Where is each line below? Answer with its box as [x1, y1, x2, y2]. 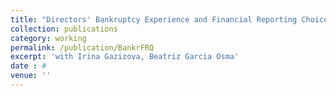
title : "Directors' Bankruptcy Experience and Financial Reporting [10, 14, 298, 25]
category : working [10, 33, 87, 43]
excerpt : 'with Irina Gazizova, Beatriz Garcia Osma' [10, 52, 240, 62]
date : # [10, 61, 47, 71]
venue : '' [10, 71, 52, 81]
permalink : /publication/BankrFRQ [10, 42, 155, 53]
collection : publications [10, 24, 118, 34]
